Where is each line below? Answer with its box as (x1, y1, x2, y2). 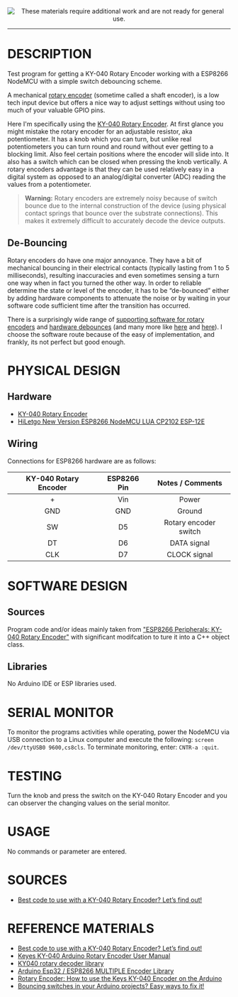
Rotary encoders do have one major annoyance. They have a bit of (7, 256, 202, 264)
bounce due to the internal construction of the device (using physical (24, 201, 227, 210)
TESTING (7, 767, 62, 784)
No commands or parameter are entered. (7, 847, 127, 856)
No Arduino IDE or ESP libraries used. (7, 679, 117, 688)
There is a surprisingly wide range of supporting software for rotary (7, 315, 205, 323)
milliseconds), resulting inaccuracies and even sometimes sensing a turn (7, 271, 220, 279)
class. (7, 640, 25, 649)
